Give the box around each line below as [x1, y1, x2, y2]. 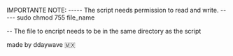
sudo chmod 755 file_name [16, 13, 95, 22]
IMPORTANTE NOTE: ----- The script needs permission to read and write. [6, 6, 219, 14]
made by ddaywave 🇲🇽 [6, 41, 76, 48]
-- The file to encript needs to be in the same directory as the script [6, 27, 202, 35]
